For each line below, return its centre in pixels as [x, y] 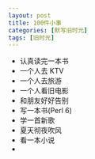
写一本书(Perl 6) [46, 111]
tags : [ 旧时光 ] [32, 38]
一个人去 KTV [42, 71]
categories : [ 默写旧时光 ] [48, 30]
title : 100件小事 [35, 23]
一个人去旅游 [40, 81]
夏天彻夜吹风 [40, 131]
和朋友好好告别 [44, 100]
